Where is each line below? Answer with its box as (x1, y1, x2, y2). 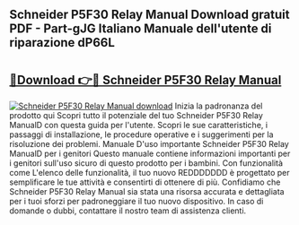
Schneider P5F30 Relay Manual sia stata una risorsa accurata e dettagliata (9, 186, 285, 196)
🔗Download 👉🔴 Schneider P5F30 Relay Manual (9, 72, 282, 88)
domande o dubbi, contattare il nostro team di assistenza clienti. (9, 205, 247, 216)
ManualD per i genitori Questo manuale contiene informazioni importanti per (9, 148, 291, 159)
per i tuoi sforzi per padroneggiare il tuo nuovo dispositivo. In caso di (9, 196, 264, 206)
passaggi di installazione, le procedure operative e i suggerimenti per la (9, 129, 274, 140)
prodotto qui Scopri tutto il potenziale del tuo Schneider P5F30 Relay (9, 110, 263, 120)
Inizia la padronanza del (174, 100, 263, 111)
